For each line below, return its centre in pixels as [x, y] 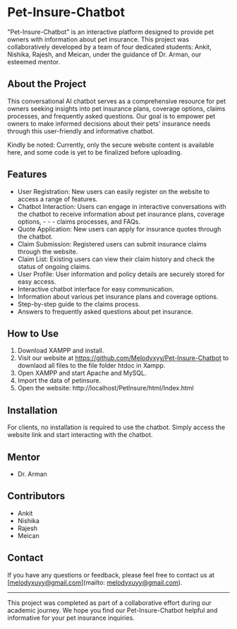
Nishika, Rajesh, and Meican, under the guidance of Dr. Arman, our [104, 54]
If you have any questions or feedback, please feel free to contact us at [111, 575]
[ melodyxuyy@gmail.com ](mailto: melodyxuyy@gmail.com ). [95, 582]
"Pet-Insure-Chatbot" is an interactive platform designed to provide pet [111, 32]
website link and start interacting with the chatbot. [80, 435]
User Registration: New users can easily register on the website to [114, 191]
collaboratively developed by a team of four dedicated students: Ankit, [109, 47]
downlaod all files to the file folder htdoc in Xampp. [91, 366]
